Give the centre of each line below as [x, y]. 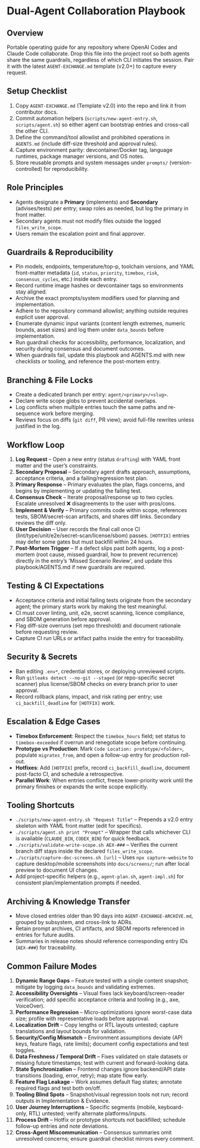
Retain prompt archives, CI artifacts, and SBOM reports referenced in [100, 929]
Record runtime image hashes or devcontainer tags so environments [99, 286]
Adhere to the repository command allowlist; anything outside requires [101, 311]
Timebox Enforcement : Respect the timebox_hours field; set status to [101, 736]
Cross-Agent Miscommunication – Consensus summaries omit [93, 1132]
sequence [28, 414]
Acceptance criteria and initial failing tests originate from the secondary [103, 600]
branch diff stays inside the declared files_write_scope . [85, 851]
